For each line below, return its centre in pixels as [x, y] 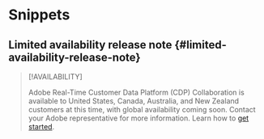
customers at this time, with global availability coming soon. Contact [142, 110]
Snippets [39, 15]
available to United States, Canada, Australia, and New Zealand [134, 101]
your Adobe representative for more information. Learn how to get [138, 118]
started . [41, 126]
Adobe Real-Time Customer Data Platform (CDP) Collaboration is [136, 92]
